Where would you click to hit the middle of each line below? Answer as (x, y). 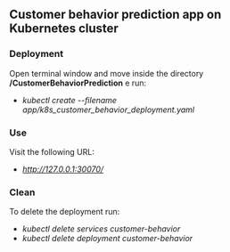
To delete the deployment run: (65, 212)
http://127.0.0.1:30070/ (63, 169)
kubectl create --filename (70, 100)
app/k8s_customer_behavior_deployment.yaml (108, 110)
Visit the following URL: (52, 151)
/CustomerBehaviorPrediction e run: (78, 83)
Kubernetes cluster (64, 29)
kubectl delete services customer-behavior (101, 229)
